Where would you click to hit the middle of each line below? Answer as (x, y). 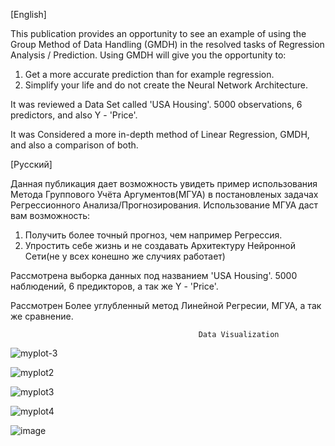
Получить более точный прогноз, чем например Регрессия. (153, 235)
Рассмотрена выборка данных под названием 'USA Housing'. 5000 (154, 275)
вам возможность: (50, 215)
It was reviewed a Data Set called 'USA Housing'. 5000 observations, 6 (156, 104)
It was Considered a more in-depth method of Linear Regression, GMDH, (160, 134)
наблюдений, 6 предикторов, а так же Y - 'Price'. (114, 286)
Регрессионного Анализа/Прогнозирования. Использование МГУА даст (164, 205)
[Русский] (31, 164)
